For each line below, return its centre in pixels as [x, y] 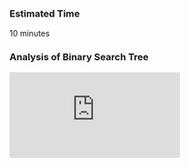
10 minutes [30, 34]
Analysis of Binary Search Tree [79, 57]
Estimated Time [45, 14]
